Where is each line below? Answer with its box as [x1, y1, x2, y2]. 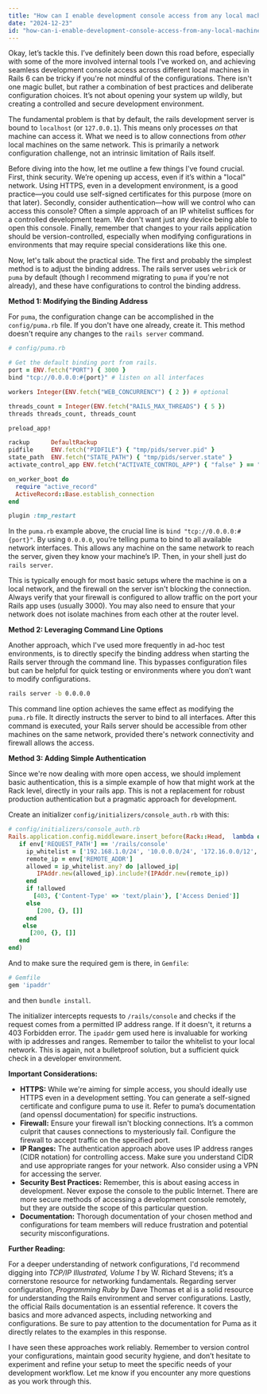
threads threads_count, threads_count [8, 410, 137, 418]
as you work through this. [8, 1376, 92, 1386]
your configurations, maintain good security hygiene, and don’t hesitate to [8, 1351, 251, 1361]
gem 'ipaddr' [8, 981, 52, 989]
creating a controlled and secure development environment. [8, 99, 204, 108]
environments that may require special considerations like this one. [8, 240, 227, 250]
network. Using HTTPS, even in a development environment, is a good [8, 181, 238, 191]
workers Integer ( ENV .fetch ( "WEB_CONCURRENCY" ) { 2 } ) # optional [8, 388, 229, 396]
